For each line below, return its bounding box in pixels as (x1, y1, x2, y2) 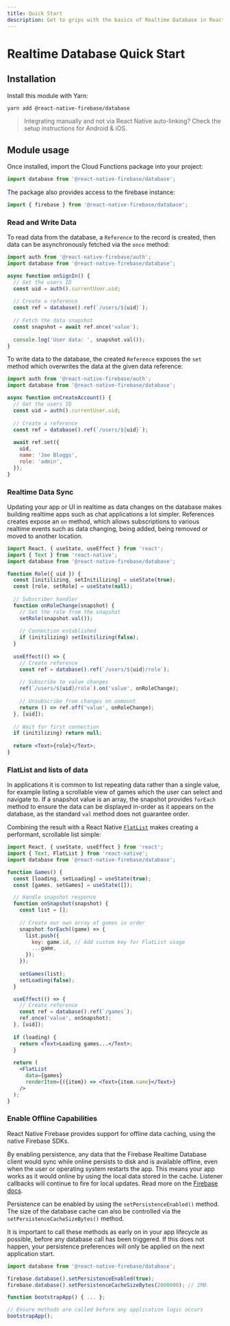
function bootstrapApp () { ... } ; (7, 1294, 106, 1301)
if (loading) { (13, 1034, 57, 1041)
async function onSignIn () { (7, 272, 90, 279)
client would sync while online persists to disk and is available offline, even (7, 1157, 218, 1165)
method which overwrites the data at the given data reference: (7, 362, 183, 370)
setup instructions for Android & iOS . (23, 124, 128, 132)
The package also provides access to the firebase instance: (7, 188, 176, 196)
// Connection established (19, 628, 97, 635)
